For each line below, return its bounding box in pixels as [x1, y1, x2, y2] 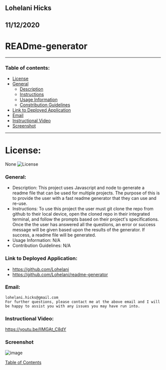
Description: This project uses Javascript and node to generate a [12, 185, 145, 191]
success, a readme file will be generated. [12, 232, 96, 238]
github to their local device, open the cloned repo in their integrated [12, 211, 150, 217]
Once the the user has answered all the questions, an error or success [12, 222, 156, 228]
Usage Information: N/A [12, 237, 61, 243]
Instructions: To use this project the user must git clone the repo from [12, 206, 154, 212]
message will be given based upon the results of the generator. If [12, 227, 145, 233]
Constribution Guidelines [19, 102, 71, 108]
